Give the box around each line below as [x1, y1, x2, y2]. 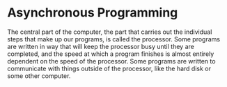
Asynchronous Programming [7, 5, 178, 21]
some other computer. [7, 71, 71, 80]
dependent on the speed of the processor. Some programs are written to [7, 57, 216, 65]
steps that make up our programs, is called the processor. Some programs [7, 35, 221, 43]
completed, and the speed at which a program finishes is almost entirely [7, 50, 214, 58]
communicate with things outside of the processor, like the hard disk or [7, 64, 211, 72]
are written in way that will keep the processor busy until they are [7, 42, 195, 50]
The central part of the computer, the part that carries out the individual [7, 28, 212, 36]
